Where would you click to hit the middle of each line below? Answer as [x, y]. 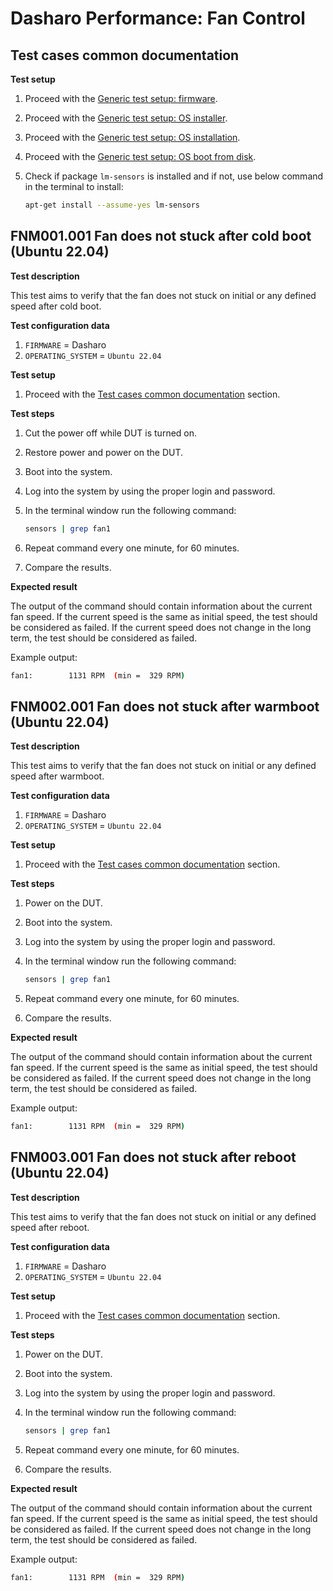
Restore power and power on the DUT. [104, 452]
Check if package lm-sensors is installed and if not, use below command [174, 176]
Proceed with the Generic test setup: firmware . [121, 98]
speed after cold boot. [56, 306]
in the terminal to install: [74, 186]
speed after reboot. [50, 1227]
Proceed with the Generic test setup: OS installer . [126, 118]
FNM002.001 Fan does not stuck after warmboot [165, 706]
